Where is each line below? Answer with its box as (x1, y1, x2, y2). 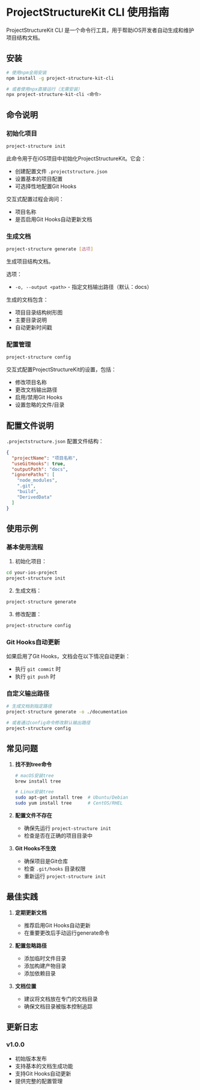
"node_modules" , (17, 477, 58, 483)
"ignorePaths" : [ (11, 472, 55, 478)
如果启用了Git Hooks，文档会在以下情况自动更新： (6, 653, 131, 660)
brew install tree (14, 778, 61, 784)
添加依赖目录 (23, 969, 56, 976)
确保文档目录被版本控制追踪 (23, 1002, 93, 1010)
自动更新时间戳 (14, 324, 52, 331)
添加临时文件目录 (23, 954, 67, 961)
